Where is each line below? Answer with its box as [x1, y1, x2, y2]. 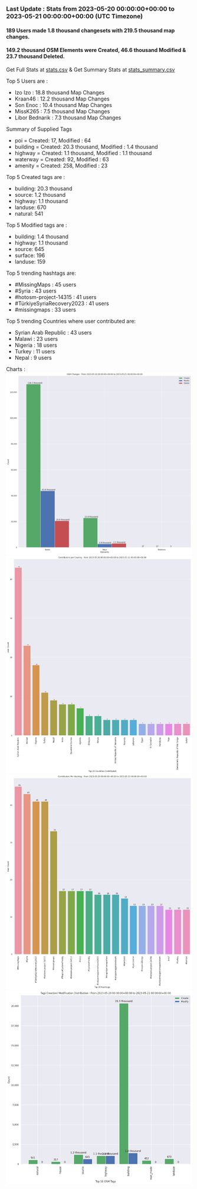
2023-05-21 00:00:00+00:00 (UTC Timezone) [6, 12, 143, 20]
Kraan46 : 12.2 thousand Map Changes [14, 95, 110, 102]
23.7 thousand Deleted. [6, 53, 65, 60]
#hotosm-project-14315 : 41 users [14, 293, 97, 300]
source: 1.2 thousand [14, 191, 66, 198]
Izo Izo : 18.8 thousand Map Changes [14, 89, 105, 96]
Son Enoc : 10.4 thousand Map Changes [14, 101, 112, 108]
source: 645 [14, 245, 45, 252]
